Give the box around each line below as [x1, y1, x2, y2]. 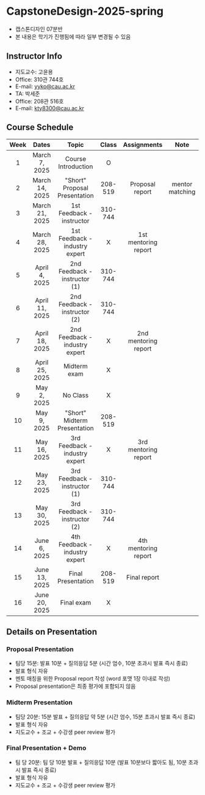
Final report [126, 573, 160, 581]
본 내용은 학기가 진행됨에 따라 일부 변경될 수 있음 [15, 32, 131, 40]
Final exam [60, 598, 92, 607]
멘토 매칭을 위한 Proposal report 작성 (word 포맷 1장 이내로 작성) [15, 675, 171, 682]
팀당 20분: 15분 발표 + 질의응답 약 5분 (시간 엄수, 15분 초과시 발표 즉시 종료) [15, 713, 196, 720]
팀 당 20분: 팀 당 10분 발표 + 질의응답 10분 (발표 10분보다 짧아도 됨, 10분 [15, 758, 187, 766]
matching [168, 187, 196, 196]
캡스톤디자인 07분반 [15, 25, 63, 32]
